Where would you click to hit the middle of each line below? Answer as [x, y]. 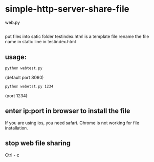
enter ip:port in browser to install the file [68, 111]
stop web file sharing [38, 143]
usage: [16, 57]
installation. [17, 128]
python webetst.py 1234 [29, 87]
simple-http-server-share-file [67, 9]
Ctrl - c [12, 155]
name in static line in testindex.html [41, 42]
